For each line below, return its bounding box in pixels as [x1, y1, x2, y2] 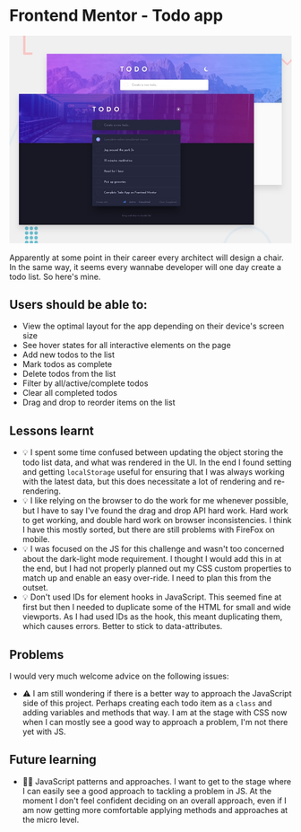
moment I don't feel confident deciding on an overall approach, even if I [21, 795, 287, 806]
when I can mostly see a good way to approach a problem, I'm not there [21, 716, 288, 727]
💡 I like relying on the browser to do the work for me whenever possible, [21, 495, 289, 506]
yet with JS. [21, 726, 66, 737]
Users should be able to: [9, 297, 148, 312]
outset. [21, 582, 49, 593]
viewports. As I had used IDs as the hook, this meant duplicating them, [21, 611, 283, 622]
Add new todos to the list [21, 349, 115, 360]
